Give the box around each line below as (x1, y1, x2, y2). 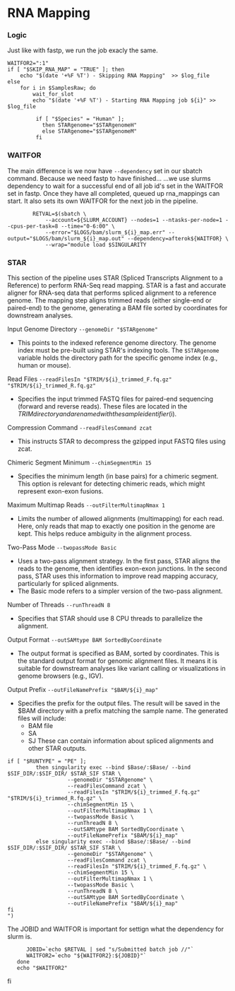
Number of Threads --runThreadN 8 (7, 601, 111, 609)
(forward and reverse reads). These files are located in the (17, 402, 188, 411)
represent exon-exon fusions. (17, 487, 104, 496)
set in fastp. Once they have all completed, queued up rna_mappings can (7, 189, 220, 197)
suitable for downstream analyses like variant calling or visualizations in (17, 664, 226, 673)
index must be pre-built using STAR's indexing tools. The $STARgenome (17, 346, 220, 355)
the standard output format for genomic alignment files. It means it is (17, 657, 217, 665)
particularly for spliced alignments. (17, 580, 119, 588)
